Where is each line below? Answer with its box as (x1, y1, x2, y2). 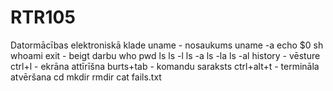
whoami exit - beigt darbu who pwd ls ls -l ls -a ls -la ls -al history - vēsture (10, 49, 321, 61)
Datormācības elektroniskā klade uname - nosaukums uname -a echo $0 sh (10, 39, 324, 51)
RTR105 (10, 6, 76, 29)
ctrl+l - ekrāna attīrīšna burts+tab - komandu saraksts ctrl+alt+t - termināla (10, 60, 320, 72)
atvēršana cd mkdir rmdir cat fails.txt (10, 71, 162, 83)
